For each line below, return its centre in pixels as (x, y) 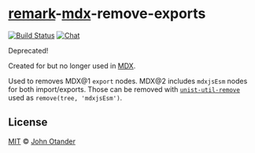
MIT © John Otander (42, 141)
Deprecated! (28, 50)
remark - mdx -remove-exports (107, 14)
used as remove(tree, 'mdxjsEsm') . (65, 97)
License (28, 122)
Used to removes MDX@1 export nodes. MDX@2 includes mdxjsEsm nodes (128, 81)
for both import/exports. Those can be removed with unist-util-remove (124, 89)
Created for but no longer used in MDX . (72, 66)
